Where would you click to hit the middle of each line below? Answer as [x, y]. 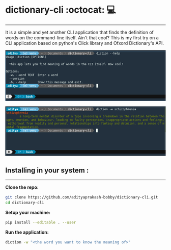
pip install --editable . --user [41, 222]
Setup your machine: [28, 212]
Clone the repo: [22, 187]
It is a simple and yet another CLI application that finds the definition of [80, 32]
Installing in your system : [47, 170]
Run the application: [27, 232]
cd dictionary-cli [25, 203]
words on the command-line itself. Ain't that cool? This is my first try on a [82, 37]
